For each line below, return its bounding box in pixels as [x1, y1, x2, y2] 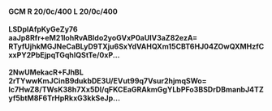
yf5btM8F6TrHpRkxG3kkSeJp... [8, 93, 120, 103]
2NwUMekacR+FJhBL [8, 67, 84, 77]
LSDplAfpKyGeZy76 [8, 24, 79, 34]
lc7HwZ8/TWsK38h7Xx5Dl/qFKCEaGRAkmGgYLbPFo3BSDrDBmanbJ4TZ [8, 85, 264, 95]
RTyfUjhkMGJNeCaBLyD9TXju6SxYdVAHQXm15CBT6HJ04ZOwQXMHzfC [8, 41, 265, 52]
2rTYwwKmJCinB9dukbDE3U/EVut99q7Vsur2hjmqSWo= [8, 76, 207, 86]
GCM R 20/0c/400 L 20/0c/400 [8, 6, 118, 16]
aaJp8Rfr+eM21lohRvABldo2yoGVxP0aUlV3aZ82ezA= [8, 33, 197, 43]
